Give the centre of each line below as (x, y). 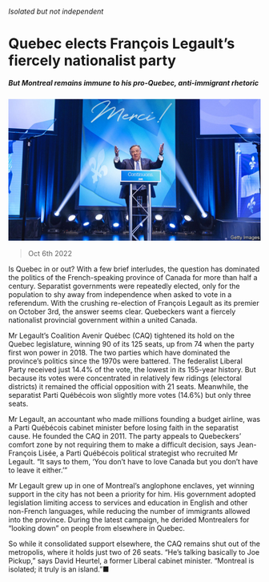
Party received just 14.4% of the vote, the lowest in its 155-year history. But (132, 370)
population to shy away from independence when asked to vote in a (120, 295)
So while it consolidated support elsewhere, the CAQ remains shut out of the (134, 544)
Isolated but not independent (56, 11)
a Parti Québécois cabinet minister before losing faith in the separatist (123, 427)
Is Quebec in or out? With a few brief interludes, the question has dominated (134, 269)
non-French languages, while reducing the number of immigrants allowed (129, 512)
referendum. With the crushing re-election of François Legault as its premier (134, 303)
